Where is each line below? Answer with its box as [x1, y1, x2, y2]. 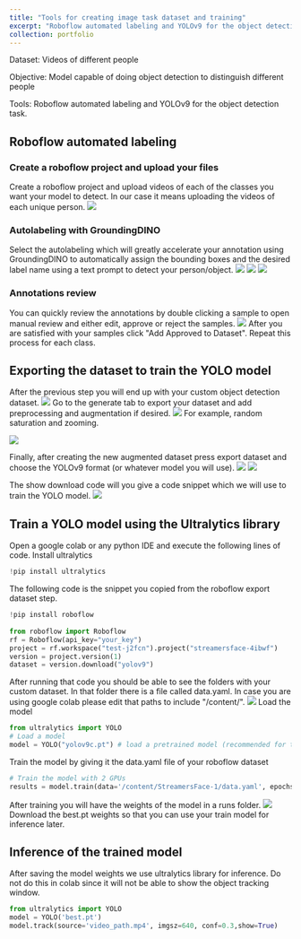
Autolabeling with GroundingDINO [9, 223, 161, 236]
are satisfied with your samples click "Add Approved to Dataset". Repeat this [9, 327, 291, 338]
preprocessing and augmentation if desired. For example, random [9, 408, 262, 419]
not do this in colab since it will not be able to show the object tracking [9, 878, 270, 889]
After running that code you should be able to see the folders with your [9, 676, 271, 687]
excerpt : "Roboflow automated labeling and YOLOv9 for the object [9, 22, 262, 30]
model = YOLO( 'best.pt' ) [9, 913, 102, 922]
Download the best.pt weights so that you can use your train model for [9, 809, 270, 820]
